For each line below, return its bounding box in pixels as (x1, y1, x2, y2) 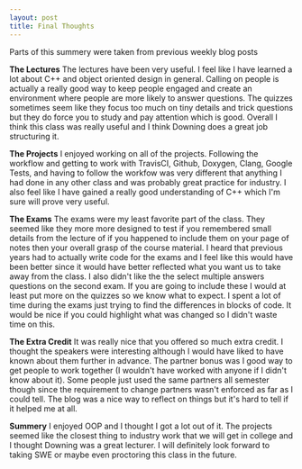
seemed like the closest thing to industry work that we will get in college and (9, 429, 294, 441)
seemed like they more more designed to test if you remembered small (9, 222, 272, 234)
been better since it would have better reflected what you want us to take (9, 261, 281, 272)
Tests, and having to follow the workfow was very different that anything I (9, 167, 282, 178)
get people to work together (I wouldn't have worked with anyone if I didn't (9, 365, 287, 375)
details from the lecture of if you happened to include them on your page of (9, 232, 290, 243)
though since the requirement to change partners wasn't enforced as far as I (9, 383, 294, 394)
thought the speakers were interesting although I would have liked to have (9, 346, 284, 356)
